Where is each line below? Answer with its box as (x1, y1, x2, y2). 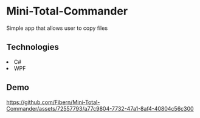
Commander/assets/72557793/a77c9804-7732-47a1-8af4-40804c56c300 (6, 105, 194, 112)
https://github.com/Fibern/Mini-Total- (6, 99, 100, 106)
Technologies (6, 42, 60, 52)
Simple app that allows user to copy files (6, 24, 108, 32)
